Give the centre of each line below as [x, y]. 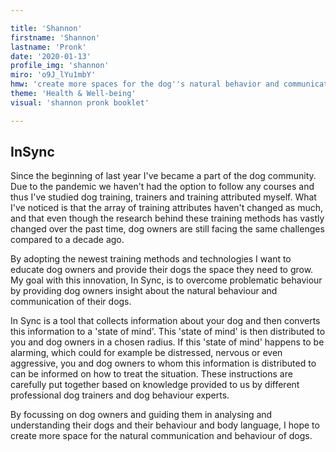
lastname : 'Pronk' [48, 47]
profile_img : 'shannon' [60, 66]
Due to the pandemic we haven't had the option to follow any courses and [162, 187]
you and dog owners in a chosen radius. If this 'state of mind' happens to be [167, 342]
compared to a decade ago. [67, 240]
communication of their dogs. [71, 302]
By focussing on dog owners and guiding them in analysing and [141, 415]
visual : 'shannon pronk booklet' [80, 102]
